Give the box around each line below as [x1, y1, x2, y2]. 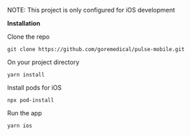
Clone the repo [7, 32, 50, 41]
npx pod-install [7, 97, 54, 104]
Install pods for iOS [7, 84, 62, 92]
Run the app [7, 109, 42, 117]
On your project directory [7, 58, 80, 66]
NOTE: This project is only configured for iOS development [7, 6, 176, 14]
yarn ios [7, 122, 33, 129]
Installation [7, 19, 40, 27]
